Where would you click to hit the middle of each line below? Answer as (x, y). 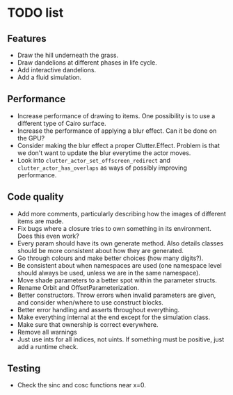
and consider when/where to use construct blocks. (90, 302)
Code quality (35, 197)
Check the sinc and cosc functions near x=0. (81, 385)
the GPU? (31, 138)
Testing (24, 369)
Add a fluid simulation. (49, 77)
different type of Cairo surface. (62, 123)
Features (27, 39)
